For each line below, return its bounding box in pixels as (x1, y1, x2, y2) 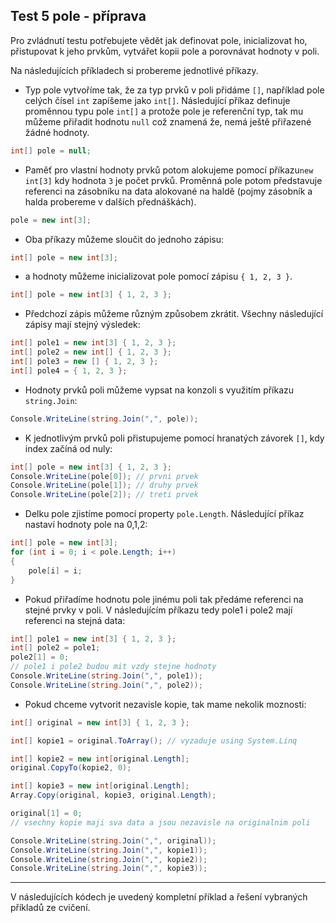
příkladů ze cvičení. (10, 902, 91, 914)
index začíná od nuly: (24, 442, 113, 454)
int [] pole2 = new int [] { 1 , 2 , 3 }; (10, 347, 172, 358)
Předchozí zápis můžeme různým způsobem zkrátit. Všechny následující (24, 308, 324, 320)
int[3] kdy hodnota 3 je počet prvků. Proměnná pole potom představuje (24, 174, 323, 186)
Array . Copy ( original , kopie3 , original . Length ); (10, 790, 217, 801)
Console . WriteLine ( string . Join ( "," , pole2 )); (10, 680, 203, 690)
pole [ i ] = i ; (28, 565, 83, 576)
